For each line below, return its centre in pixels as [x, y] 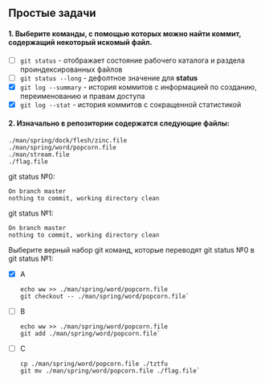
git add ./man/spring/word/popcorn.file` [90, 334]
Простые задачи [52, 13]
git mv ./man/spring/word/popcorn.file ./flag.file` [110, 371]
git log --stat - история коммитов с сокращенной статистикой [130, 105]
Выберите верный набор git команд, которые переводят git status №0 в [131, 250]
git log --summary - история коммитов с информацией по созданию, [138, 87]
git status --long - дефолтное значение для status [109, 78]
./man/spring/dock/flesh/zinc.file [68, 141]
